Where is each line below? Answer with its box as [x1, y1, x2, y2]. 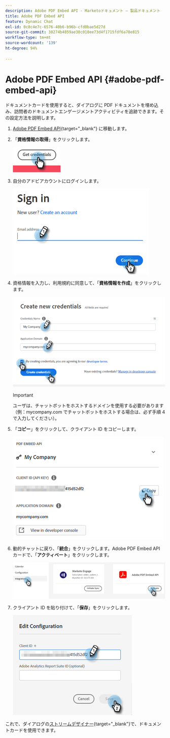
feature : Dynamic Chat [5, 19, 53, 24]
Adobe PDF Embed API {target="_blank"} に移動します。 [12, 125, 129, 132]
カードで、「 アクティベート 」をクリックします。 [12, 552, 112, 558]
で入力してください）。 [12, 415, 59, 421]
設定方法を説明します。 [9, 114, 58, 120]
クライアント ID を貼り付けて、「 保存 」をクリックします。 [12, 605, 132, 611]
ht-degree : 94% [5, 46, 38, 51]
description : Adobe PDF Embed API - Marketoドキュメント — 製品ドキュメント [5, 8, 161, 13]
